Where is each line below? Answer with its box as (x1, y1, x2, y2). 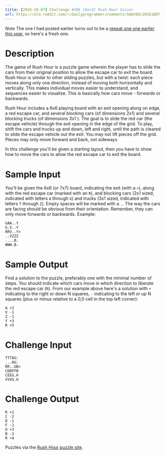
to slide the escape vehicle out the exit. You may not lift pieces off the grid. (5, 131, 157, 137)
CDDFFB (5, 369, 19, 374)
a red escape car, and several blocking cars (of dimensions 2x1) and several (5, 111, 160, 116)
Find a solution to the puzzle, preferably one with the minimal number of (5, 275, 152, 281)
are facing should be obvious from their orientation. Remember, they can (5, 206, 153, 212)
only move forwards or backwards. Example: (5, 211, 96, 217)
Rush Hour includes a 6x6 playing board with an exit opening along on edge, (5, 105, 161, 111)
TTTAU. (5, 356, 19, 361)
